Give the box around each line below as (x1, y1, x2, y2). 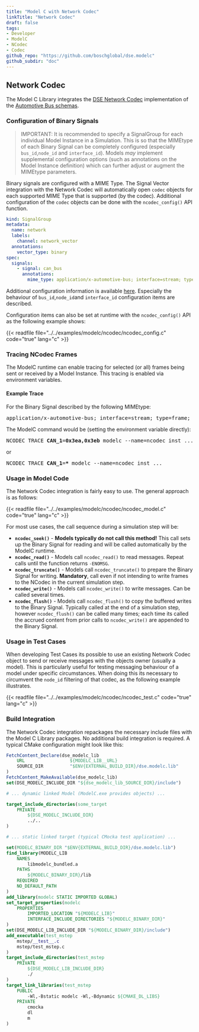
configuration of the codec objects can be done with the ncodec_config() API (6, 198, 192, 205)
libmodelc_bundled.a (27, 861, 78, 867)
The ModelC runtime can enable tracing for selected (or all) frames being (6, 364, 185, 371)
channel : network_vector (17, 238, 78, 245)
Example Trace (6, 390, 44, 397)
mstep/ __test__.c (17, 938, 60, 944)
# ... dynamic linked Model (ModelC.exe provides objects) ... (6, 790, 166, 796)
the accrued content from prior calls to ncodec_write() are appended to (14, 616, 190, 623)
